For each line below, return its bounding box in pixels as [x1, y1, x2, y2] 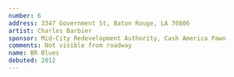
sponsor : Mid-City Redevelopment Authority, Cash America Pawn [8, 34, 227, 43]
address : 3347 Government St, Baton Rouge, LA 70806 [8, 19, 190, 27]
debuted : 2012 [8, 57, 57, 65]
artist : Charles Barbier [8, 26, 92, 34]
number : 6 [8, 11, 42, 20]
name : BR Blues [8, 49, 60, 57]
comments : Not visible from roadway [8, 42, 132, 50]
